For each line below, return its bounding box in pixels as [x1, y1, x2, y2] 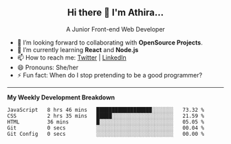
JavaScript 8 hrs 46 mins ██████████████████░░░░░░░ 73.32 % [7, 106, 205, 113]
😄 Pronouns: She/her [16, 63, 79, 71]
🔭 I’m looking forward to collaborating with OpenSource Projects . [16, 38, 203, 47]
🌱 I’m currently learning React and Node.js [16, 45, 139, 53]
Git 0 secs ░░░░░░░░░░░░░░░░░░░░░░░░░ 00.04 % [7, 124, 205, 131]
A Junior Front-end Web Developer [66, 25, 165, 33]
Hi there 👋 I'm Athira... [67, 7, 164, 19]
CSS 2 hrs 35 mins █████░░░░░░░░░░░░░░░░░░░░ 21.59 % [7, 112, 205, 119]
